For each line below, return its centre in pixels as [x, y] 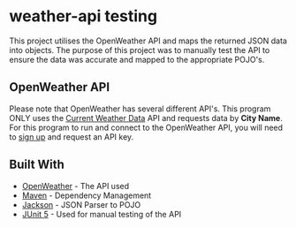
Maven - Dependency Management [87, 195]
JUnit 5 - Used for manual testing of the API [102, 214]
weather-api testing [83, 16]
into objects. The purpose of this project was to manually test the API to [140, 49]
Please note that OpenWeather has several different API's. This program [140, 109]
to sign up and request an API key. [72, 137]
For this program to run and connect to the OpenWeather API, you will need [146, 127]
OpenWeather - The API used [76, 186]
